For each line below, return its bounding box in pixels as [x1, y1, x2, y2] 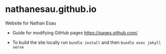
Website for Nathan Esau [5, 20, 56, 26]
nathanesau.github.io [5, 3, 97, 15]
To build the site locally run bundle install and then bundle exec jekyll [12, 39, 161, 45]
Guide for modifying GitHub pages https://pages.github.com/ [12, 29, 138, 35]
